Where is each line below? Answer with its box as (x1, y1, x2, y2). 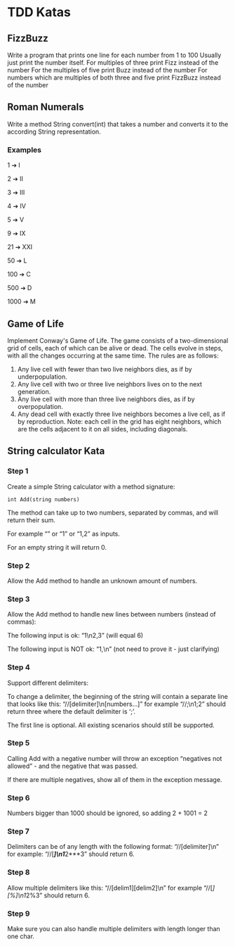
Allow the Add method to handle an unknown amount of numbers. (7, 576, 198, 585)
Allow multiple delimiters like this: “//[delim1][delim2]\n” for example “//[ (7, 883, 213, 892)
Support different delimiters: (7, 679, 89, 687)
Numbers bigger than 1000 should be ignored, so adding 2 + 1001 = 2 (7, 809, 208, 817)
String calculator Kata (7, 445, 105, 458)
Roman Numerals (7, 101, 84, 113)
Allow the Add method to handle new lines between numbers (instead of (7, 610, 216, 619)
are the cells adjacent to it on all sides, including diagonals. (17, 424, 188, 433)
